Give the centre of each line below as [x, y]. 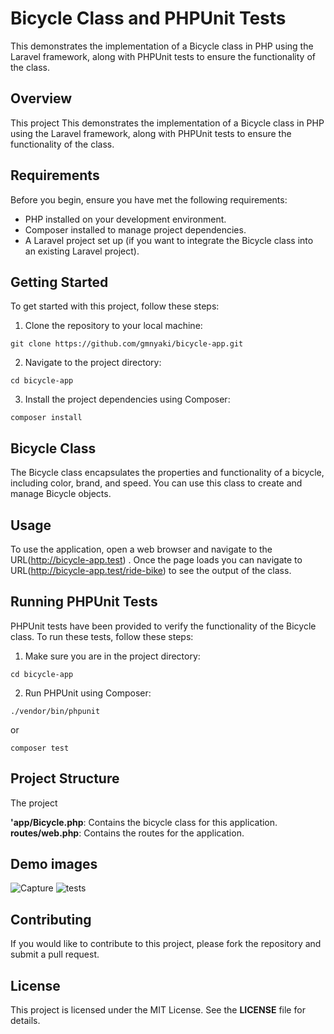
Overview [41, 98]
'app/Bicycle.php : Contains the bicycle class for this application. [144, 822]
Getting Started [59, 282]
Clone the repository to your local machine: [113, 326]
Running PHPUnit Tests [84, 602]
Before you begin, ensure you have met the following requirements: [149, 199]
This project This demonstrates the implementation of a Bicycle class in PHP [167, 123]
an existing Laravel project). [82, 251]
